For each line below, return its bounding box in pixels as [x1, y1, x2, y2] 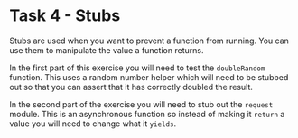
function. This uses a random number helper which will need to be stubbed [9, 71, 289, 82]
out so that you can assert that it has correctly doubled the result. [9, 81, 253, 92]
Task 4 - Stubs [9, 5, 121, 26]
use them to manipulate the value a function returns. [9, 44, 204, 55]
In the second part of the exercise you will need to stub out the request [9, 98, 274, 109]
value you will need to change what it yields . [9, 118, 177, 129]
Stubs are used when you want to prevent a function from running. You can [9, 35, 289, 46]
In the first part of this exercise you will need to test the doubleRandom [9, 62, 265, 73]
